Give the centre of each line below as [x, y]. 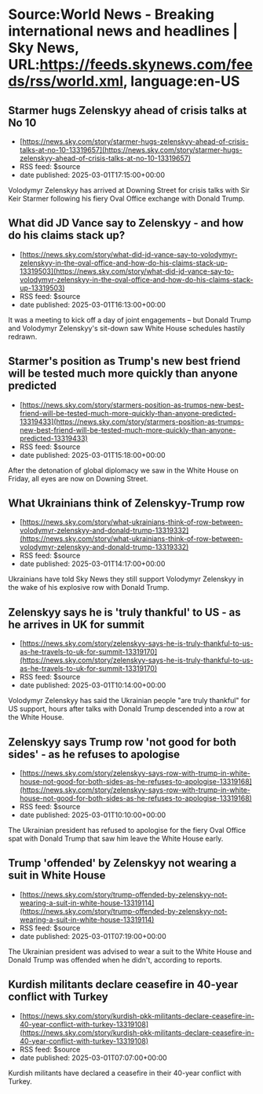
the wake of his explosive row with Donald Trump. [89, 588]
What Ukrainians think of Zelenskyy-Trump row [126, 504]
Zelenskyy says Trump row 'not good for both [122, 742]
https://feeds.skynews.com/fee [146, 65]
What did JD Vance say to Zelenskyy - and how [126, 223]
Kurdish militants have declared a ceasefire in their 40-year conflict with [125, 1073]
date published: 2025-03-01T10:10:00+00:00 [93, 815]
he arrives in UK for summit [77, 624]
